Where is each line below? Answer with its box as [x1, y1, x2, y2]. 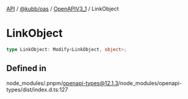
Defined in [6, 63, 47, 73]
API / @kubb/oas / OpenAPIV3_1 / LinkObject [6, 5, 119, 12]
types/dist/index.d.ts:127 [6, 86, 68, 93]
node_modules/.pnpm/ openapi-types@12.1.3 [6, 79, 119, 87]
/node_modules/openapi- [118, 79, 182, 87]
